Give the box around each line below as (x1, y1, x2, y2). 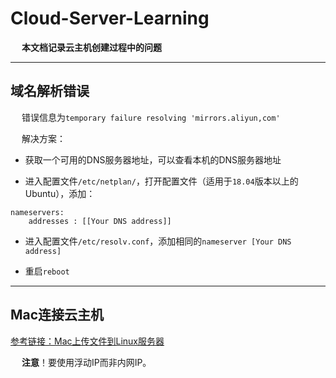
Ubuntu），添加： (24, 187, 96, 199)
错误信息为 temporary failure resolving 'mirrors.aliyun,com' (21, 111, 281, 123)
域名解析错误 (10, 83, 90, 100)
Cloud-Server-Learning (10, 7, 210, 30)
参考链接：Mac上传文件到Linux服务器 (10, 335, 165, 347)
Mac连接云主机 (10, 307, 105, 324)
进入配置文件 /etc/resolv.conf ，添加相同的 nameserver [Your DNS (24, 235, 292, 247)
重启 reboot (24, 265, 70, 277)
